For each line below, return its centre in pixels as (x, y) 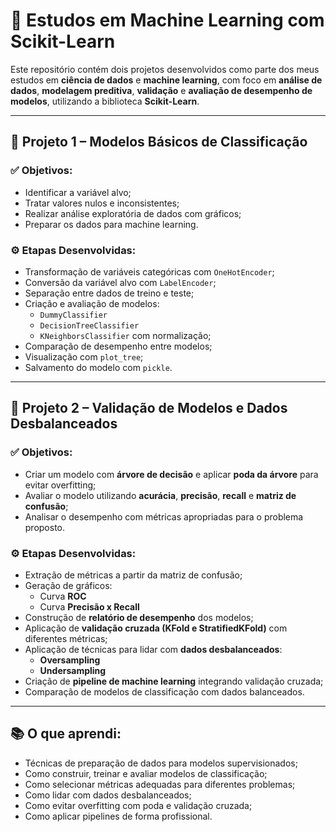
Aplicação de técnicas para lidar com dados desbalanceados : (153, 649)
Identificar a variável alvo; (78, 192)
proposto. (45, 527)
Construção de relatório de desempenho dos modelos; (139, 617)
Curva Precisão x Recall (89, 606)
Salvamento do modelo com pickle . (98, 367)
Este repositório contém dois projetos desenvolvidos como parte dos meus (165, 69)
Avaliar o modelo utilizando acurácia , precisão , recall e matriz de (160, 495)
